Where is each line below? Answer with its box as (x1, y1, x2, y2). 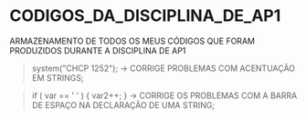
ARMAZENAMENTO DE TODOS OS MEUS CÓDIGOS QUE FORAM (9, 35, 256, 46)
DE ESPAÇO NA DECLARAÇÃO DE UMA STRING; (31, 99, 216, 110)
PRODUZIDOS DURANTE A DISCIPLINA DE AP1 (9, 45, 186, 55)
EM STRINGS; (31, 72, 84, 83)
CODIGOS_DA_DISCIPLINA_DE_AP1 (9, 5, 281, 26)
